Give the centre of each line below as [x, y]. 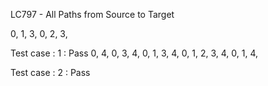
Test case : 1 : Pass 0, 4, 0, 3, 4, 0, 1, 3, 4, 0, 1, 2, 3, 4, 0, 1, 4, [134, 53]
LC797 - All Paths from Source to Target [92, 14]
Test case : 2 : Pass [50, 72]
